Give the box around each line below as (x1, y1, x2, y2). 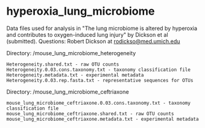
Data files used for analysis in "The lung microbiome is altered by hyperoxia (6, 24, 198, 32)
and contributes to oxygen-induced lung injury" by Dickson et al (6, 31, 169, 38)
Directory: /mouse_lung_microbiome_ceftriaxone (6, 88, 130, 96)
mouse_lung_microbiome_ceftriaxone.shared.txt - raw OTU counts (6, 110, 174, 117)
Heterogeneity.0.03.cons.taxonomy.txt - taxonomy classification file (6, 66, 191, 73)
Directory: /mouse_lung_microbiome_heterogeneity (6, 49, 136, 56)
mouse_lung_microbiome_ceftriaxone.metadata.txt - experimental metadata (6, 116, 199, 122)
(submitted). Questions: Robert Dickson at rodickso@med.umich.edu (6, 37, 180, 45)
